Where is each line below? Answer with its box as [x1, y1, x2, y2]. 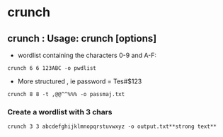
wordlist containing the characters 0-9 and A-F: [17, 51, 157, 59]
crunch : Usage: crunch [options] [7, 32, 157, 44]
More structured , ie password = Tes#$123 [17, 77, 142, 85]
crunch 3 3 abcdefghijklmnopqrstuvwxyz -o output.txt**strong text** [7, 123, 217, 131]
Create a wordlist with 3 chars [7, 107, 113, 117]
